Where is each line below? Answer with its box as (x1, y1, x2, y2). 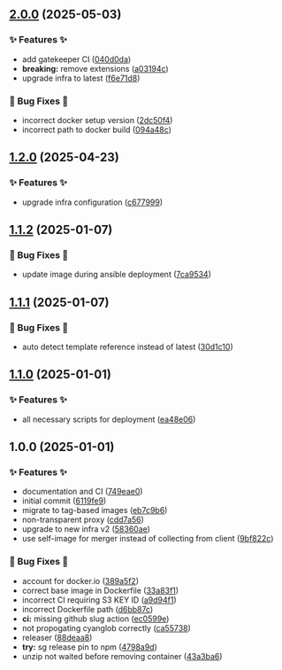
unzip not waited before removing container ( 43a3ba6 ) (21, 651, 223, 661)
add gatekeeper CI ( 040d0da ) (21, 53, 132, 65)
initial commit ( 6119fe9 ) (21, 495, 107, 506)
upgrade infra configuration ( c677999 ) (21, 197, 164, 207)
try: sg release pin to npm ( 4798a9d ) (21, 642, 157, 652)
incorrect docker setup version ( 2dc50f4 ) (21, 114, 173, 125)
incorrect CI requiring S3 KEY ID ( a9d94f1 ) (21, 594, 177, 605)
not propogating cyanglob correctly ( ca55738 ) (21, 622, 192, 633)
